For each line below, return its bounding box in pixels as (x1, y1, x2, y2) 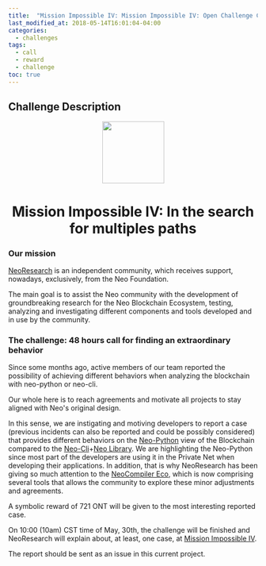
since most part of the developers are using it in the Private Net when (8, 452, 235, 462)
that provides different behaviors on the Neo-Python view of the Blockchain (8, 436, 255, 445)
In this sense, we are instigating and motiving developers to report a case (8, 418, 248, 429)
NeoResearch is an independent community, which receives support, (8, 265, 234, 275)
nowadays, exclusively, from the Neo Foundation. (8, 274, 169, 283)
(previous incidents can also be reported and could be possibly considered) (8, 427, 256, 437)
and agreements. (8, 486, 64, 496)
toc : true (8, 71, 41, 79)
